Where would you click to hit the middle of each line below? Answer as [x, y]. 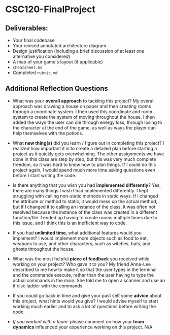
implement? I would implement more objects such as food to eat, [80, 238]
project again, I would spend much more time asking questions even [84, 170]
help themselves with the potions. [48, 133]
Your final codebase [33, 40]
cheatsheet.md [27, 68]
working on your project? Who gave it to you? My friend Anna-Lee [82, 264]
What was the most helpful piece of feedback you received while [81, 259]
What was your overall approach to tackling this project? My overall [83, 100]
